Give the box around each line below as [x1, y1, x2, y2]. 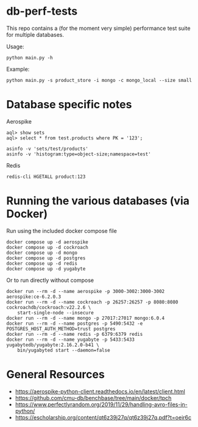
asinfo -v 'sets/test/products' [6, 146, 88, 152]
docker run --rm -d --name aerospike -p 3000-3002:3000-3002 [6, 288, 165, 294]
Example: [6, 65, 30, 73]
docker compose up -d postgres [6, 255, 86, 261]
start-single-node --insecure [17, 310, 94, 316]
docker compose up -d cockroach [6, 244, 88, 250]
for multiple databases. [6, 31, 65, 38]
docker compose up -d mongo [6, 250, 78, 256]
